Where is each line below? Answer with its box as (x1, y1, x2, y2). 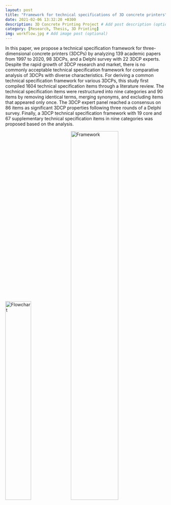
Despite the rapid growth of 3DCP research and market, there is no (5, 62, 146, 67)
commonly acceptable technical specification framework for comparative (5, 67, 159, 73)
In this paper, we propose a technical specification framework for (5, 45, 142, 51)
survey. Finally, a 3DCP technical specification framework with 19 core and (5, 110, 162, 116)
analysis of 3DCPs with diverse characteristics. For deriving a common (5, 72, 154, 78)
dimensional (5, 50, 31, 57)
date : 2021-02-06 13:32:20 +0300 (5, 17, 76, 22)
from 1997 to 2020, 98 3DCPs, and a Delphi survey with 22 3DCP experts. (5, 56, 160, 62)
